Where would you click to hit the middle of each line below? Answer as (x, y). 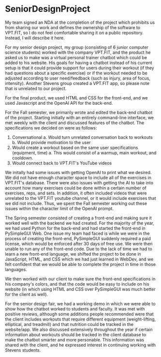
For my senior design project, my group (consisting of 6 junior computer (77, 47)
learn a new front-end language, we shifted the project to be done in (73, 254)
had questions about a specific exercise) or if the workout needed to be (76, 73)
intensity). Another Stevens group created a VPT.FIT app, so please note (77, 83)
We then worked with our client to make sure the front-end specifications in (80, 279)
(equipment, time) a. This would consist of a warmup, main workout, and (84, 153)
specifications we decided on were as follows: (51, 128)
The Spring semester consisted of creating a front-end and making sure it (78, 218)
